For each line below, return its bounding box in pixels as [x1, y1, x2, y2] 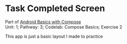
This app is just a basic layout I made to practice [5, 33, 103, 39]
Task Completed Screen [5, 3, 105, 14]
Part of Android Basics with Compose [5, 19, 81, 25]
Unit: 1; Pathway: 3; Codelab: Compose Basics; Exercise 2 [5, 24, 123, 29]
